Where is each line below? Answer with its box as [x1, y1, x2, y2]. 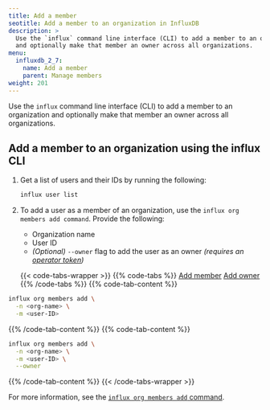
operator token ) [31, 255, 84, 265]
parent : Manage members [22, 72, 103, 80]
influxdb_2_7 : [15, 57, 63, 65]
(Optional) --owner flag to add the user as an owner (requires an [31, 247, 244, 256]
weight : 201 [8, 79, 48, 87]
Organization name [31, 230, 96, 240]
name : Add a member [22, 64, 88, 72]
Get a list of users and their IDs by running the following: [19, 175, 207, 185]
